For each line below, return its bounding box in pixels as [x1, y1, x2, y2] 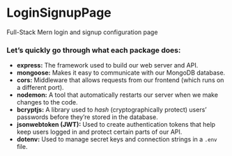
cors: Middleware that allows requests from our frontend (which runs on [16, 76, 224, 84]
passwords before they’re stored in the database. [16, 113, 158, 121]
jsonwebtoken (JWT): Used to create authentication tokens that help [16, 120, 216, 129]
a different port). [16, 84, 64, 92]
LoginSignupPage [6, 5, 112, 21]
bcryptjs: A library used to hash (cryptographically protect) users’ [16, 106, 207, 114]
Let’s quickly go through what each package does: [6, 45, 181, 55]
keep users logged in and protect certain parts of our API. [16, 127, 183, 136]
